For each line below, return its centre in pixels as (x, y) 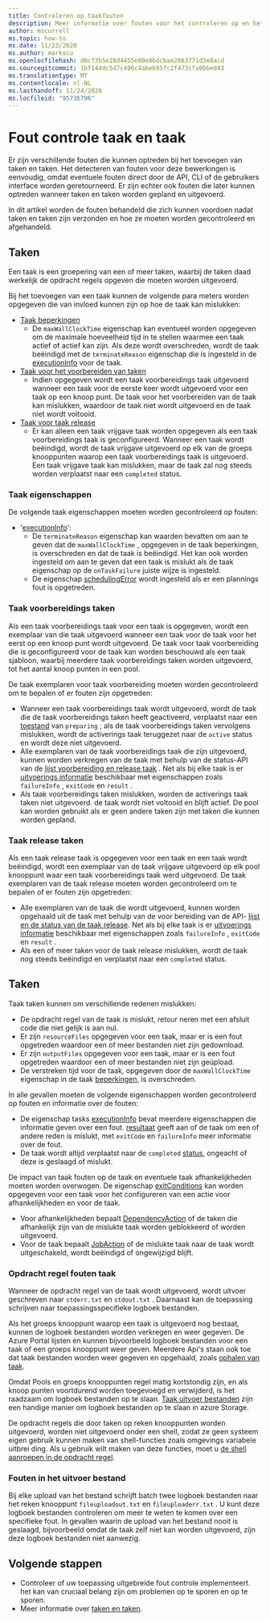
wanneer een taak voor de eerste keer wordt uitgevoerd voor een (140, 388)
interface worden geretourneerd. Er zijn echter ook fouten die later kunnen (132, 186)
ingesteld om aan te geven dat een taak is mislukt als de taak (133, 562)
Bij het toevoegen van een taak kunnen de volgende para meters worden (129, 296)
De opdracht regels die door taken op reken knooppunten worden (117, 1423)
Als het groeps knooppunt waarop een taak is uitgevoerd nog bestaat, (124, 1323)
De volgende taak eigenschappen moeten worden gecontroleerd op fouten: (133, 512)
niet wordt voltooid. (64, 414)
